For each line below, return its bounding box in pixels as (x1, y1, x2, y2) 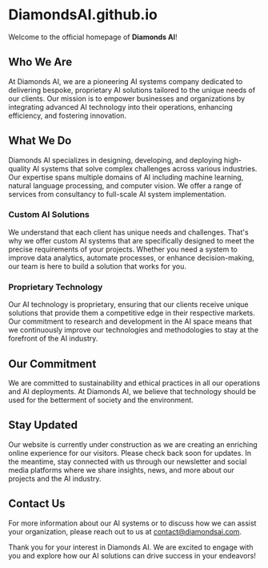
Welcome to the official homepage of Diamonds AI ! (8, 32, 178, 42)
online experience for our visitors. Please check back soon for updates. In (8, 448, 252, 457)
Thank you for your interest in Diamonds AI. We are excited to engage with (8, 542, 254, 552)
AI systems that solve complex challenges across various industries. (32, 163, 258, 173)
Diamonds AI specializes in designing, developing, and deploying (8, 155, 222, 165)
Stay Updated (8, 418, 78, 432)
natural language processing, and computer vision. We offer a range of (8, 180, 242, 190)
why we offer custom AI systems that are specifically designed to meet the (8, 236, 254, 245)
